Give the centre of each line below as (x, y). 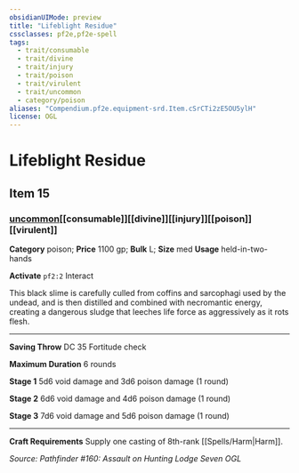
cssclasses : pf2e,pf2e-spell (63, 34)
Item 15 (30, 193)
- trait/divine (45, 59)
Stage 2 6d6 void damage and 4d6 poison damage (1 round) (120, 398)
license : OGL (33, 116)
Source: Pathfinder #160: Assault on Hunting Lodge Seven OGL (125, 458)
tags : (19, 42)
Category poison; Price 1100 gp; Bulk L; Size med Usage (114, 249)
